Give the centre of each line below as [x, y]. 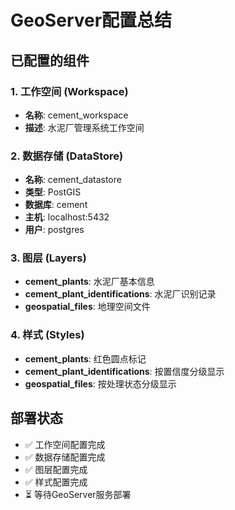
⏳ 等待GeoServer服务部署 [78, 494]
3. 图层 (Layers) [48, 258]
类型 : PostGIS [53, 192]
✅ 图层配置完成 [56, 469]
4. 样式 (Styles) [47, 335]
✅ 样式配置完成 [56, 482]
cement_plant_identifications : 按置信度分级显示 [124, 371]
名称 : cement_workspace [76, 115]
